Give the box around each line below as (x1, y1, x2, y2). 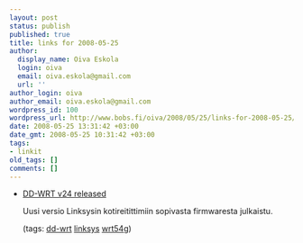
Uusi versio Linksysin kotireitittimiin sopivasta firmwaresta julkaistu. (22, 206, 273, 217)
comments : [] (9, 164, 59, 173)
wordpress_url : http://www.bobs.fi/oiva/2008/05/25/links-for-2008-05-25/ (9, 113, 297, 122)
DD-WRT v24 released (22, 188, 106, 199)
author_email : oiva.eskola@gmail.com (9, 96, 151, 106)
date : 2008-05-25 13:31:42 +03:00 (9, 122, 140, 131)
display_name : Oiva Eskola (17, 55, 119, 64)
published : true (9, 30, 70, 39)
